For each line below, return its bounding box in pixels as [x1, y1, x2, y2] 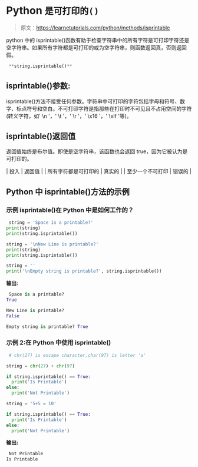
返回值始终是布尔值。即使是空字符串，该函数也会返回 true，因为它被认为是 [6, 148, 188, 155]
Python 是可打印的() [6, 4, 100, 18]
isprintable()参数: [6, 81, 71, 91]
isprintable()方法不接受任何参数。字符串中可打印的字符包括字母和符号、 [6, 98, 180, 105]
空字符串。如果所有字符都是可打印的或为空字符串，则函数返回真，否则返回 [6, 44, 187, 51]
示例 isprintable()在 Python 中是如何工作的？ [6, 206, 134, 214]
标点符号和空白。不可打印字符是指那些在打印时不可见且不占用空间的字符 [16, 105, 192, 112]
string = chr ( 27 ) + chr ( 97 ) [6, 363, 75, 369]
